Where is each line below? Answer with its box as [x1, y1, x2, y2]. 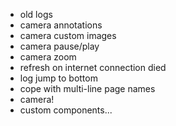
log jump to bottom [19, 72, 98, 84]
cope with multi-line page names [19, 83, 156, 94]
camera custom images [19, 30, 117, 41]
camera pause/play [19, 40, 100, 52]
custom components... [19, 104, 113, 116]
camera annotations [19, 19, 103, 31]
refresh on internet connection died [19, 62, 167, 73]
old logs [19, 9, 53, 20]
